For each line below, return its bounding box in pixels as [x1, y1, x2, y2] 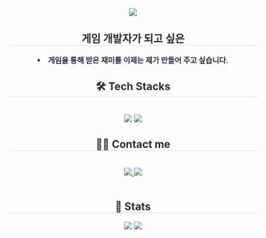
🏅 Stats [115, 199, 151, 213]
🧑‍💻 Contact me [95, 138, 171, 151]
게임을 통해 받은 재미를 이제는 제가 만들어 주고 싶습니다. [47, 55, 229, 66]
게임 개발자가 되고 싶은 [81, 32, 185, 46]
